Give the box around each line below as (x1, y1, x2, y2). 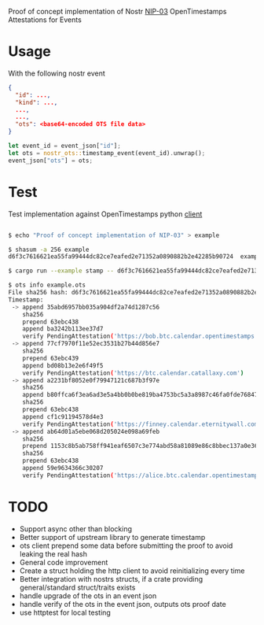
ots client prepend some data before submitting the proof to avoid (19, 541, 233, 550)
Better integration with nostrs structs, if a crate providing (19, 574, 203, 583)
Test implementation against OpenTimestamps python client (8, 209, 203, 219)
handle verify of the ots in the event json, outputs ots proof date (19, 599, 226, 608)
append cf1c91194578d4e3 (22, 412, 104, 420)
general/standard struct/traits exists (19, 582, 136, 592)
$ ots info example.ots (8, 281, 86, 290)
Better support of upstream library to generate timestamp (19, 532, 206, 542)
